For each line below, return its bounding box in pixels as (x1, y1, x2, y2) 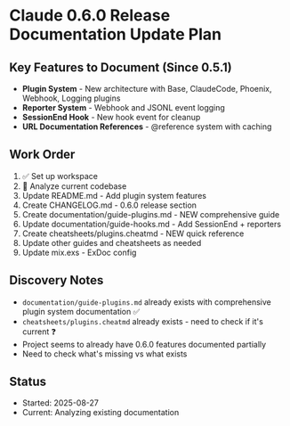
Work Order (9, 147, 76, 162)
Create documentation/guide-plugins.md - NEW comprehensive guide (21, 209, 280, 219)
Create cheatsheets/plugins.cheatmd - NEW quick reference (21, 228, 245, 239)
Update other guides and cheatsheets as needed (21, 237, 202, 248)
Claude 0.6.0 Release (9, 5, 171, 26)
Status (9, 374, 47, 389)
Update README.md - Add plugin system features (21, 190, 207, 201)
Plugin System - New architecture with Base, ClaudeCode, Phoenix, (21, 84, 273, 94)
